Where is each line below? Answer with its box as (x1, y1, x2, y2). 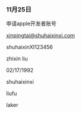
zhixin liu (6, 55, 28, 62)
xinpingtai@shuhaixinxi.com (6, 32, 76, 39)
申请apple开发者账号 (6, 20, 57, 28)
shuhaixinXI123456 (6, 44, 54, 51)
